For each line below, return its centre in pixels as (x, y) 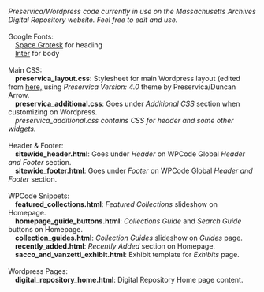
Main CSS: (25, 70)
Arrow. (19, 95)
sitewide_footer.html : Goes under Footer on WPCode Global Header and (134, 170)
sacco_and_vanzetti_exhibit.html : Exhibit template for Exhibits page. (128, 255)
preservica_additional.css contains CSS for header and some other (125, 120)
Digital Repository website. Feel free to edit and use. (93, 20)
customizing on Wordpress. (53, 112)
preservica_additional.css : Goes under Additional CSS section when (128, 103)
